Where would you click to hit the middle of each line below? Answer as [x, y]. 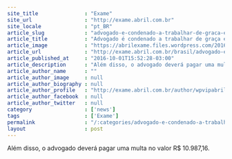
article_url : [48, 52]
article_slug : [48, 33]
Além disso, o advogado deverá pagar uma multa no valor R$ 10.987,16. [108, 148]
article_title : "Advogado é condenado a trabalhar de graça [114, 39]
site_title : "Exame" [60, 13]
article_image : [48, 45]
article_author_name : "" [52, 71]
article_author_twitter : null [55, 103]
